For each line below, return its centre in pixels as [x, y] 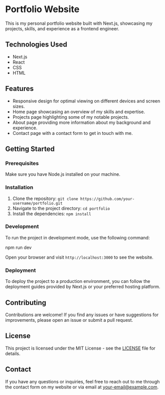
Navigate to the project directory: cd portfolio [61, 208]
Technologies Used [36, 45]
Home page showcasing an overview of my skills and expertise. [79, 112]
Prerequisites [22, 163]
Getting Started [30, 149]
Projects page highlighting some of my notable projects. [71, 117]
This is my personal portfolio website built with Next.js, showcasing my [79, 23]
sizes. [19, 106]
